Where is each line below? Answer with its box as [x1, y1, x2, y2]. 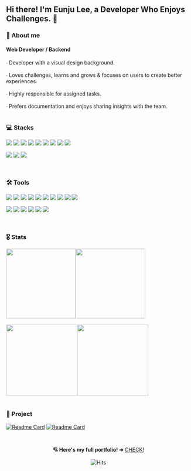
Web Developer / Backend [6, 46, 71, 53]
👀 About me [6, 32, 40, 40]
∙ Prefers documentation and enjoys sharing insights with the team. [6, 103, 168, 110]
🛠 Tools [6, 178, 30, 186]
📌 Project [6, 410, 33, 418]
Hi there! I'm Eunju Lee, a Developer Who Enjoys [6, 5, 186, 15]
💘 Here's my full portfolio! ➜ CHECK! [52, 446, 145, 453]
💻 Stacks [6, 124, 34, 132]
